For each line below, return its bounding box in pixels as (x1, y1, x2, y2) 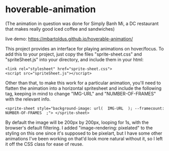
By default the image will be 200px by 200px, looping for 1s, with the (5, 119, 149, 125)
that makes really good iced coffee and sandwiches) (5, 26, 115, 32)
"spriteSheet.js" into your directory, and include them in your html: (5, 56, 144, 62)
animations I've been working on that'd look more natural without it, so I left (5, 135, 163, 141)
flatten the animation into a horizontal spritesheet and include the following (5, 85, 162, 91)
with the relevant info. (5, 96, 51, 102)
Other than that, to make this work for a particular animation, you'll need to (5, 80, 161, 86)
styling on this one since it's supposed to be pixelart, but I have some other (5, 130, 162, 136)
